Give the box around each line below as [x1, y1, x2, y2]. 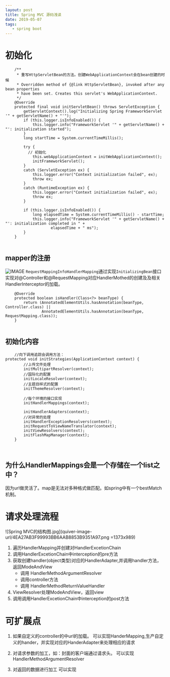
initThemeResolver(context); [23, 386, 85, 391]
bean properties [5, 87, 40, 92]
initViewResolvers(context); [23, 428, 85, 433]
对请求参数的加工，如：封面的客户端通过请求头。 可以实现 [12, 650, 134, 656]
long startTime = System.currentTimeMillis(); [23, 136, 124, 141]
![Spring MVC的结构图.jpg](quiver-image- [5, 529, 92, 535]
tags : [5, 21, 17, 27]
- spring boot [12, 26, 42, 32]
